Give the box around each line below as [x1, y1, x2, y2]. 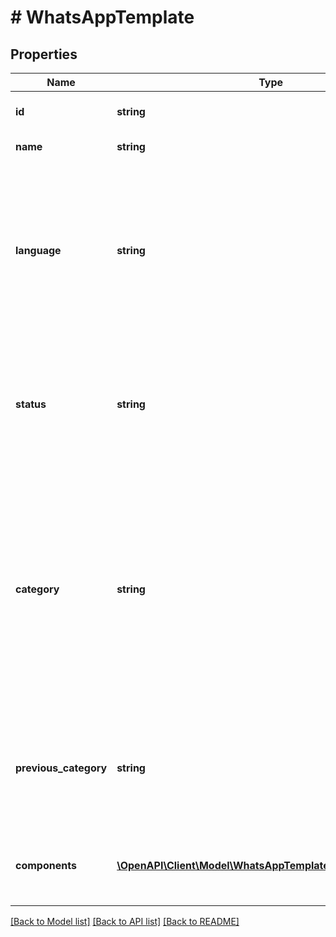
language [15, 244, 62, 257]
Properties [10, 46, 78, 63]
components [15, 859, 77, 872]
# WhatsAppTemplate [10, 6, 195, 29]
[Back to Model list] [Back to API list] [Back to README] [10, 916, 240, 927]
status [15, 397, 47, 411]
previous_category [15, 761, 108, 775]
